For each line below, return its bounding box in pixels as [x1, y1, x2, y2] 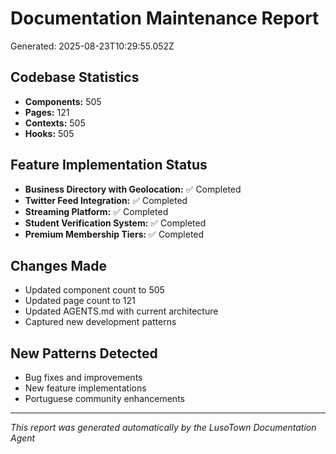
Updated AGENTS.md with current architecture [24, 305, 219, 317]
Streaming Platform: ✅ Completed [24, 205, 169, 217]
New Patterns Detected [10, 345, 158, 362]
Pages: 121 [24, 106, 70, 118]
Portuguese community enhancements [24, 393, 185, 405]
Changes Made [10, 257, 107, 274]
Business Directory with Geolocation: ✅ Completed [24, 183, 242, 195]
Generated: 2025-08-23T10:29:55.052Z [10, 40, 175, 52]
